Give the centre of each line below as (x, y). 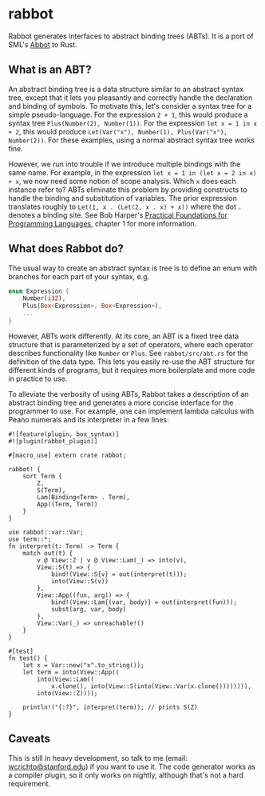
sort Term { (42, 476)
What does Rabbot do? (66, 249)
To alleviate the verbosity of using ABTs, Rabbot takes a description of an (129, 394)
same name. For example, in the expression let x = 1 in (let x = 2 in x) (132, 172)
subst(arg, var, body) (89, 609)
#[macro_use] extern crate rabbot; (67, 455)
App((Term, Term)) (67, 504)
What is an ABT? (50, 70)
